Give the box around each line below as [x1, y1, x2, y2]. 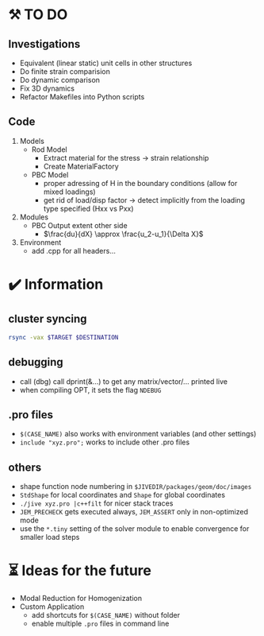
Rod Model [31, 145, 67, 154]
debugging [8, 355, 63, 369]
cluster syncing [8, 312, 87, 326]
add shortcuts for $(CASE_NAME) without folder [31, 611, 181, 620]
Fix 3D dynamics [19, 83, 75, 93]
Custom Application [19, 602, 85, 611]
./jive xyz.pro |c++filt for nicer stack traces [19, 498, 174, 508]
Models [19, 136, 45, 145]
